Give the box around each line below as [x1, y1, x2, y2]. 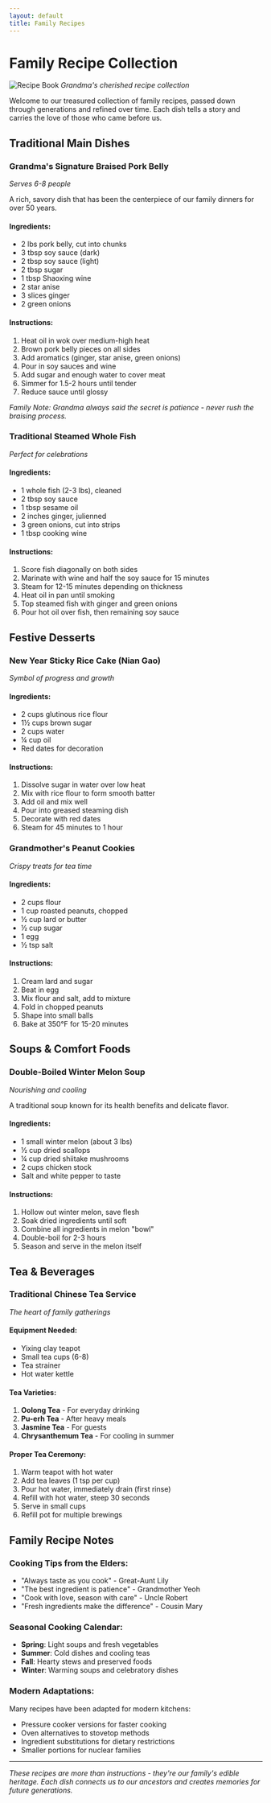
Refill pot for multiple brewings [20, 1510, 123, 1520]
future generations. [9, 1785, 73, 1795]
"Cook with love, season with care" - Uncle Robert [20, 1593, 188, 1603]
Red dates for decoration [20, 743, 104, 753]
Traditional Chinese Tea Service [9, 1289, 137, 1300]
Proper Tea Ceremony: [9, 1449, 87, 1459]
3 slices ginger [20, 290, 71, 300]
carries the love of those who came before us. [9, 113, 162, 123]
